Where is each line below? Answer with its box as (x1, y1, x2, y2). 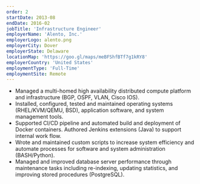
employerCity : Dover (6, 43, 59, 49)
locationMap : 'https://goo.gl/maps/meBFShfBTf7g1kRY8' (6, 54, 148, 60)
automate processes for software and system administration (15, 145, 165, 153)
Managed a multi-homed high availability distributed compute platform (15, 87, 192, 94)
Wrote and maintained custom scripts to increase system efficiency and (15, 139, 195, 146)
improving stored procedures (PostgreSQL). (15, 171, 125, 179)
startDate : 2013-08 (6, 15, 56, 21)
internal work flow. (15, 133, 62, 140)
